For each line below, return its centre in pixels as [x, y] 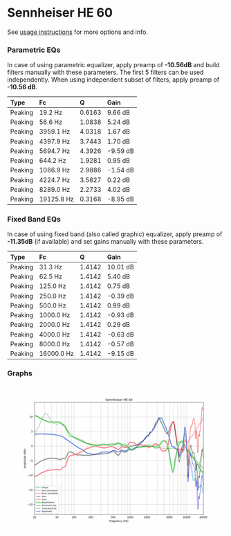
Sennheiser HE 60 [60, 13]
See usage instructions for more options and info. [78, 32]
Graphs [20, 373]
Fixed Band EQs [34, 219]
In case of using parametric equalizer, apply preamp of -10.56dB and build [113, 65]
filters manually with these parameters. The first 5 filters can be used [105, 72]
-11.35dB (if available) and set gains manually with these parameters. [105, 242]
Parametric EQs [34, 50]
